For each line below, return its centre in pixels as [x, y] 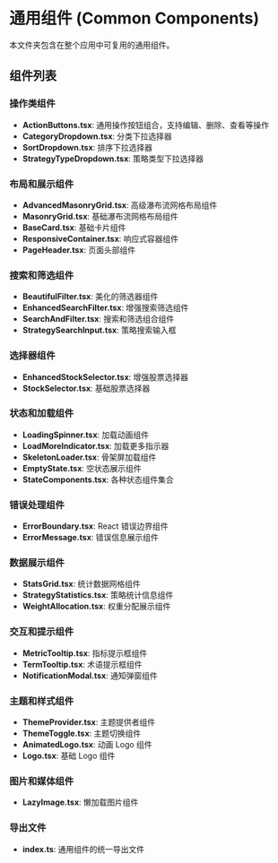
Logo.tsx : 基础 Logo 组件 [69, 755]
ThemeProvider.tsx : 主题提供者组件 [88, 722]
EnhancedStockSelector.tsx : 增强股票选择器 [105, 376]
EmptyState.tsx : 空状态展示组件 [82, 468]
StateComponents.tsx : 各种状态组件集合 [98, 479]
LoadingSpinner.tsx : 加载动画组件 [86, 435]
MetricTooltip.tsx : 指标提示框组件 [85, 653]
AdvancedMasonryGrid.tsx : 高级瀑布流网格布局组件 [120, 205]
